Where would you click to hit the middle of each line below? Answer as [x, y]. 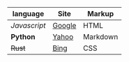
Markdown [101, 37]
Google [64, 25]
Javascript [28, 25]
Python [23, 37]
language [28, 14]
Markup [100, 14]
